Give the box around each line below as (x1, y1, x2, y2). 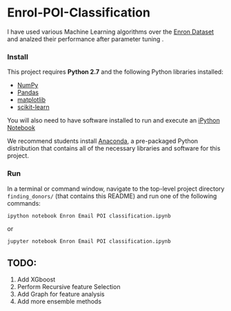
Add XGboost (17, 275, 56, 283)
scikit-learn (17, 103, 50, 111)
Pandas (17, 88, 39, 97)
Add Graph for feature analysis (17, 290, 105, 299)
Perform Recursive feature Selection (17, 283, 121, 291)
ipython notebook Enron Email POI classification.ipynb (7, 212, 171, 219)
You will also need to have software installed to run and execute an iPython (7, 116, 221, 125)
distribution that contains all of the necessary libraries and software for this (7, 144, 221, 153)
